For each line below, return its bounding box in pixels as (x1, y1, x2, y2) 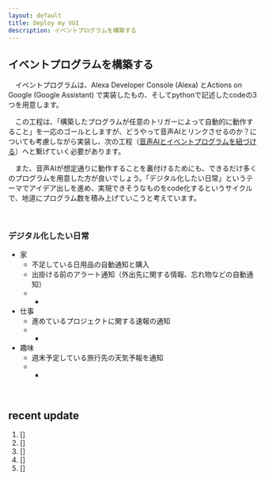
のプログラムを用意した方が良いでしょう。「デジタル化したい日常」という (8, 174, 247, 183)
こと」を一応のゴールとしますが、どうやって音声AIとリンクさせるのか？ (14, 127, 251, 136)
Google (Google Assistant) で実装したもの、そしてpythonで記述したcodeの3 (8, 90, 257, 100)
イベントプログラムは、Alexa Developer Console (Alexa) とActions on (14, 80, 243, 90)
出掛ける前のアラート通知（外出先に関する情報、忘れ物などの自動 (31, 270, 247, 279)
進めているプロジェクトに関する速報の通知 (31, 317, 171, 326)
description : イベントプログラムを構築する (8, 26, 137, 34)
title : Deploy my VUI (8, 19, 80, 27)
